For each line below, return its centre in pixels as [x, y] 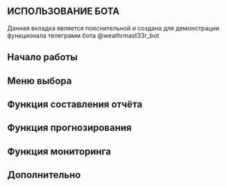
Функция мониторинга [59, 151]
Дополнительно [44, 175]
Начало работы [43, 57]
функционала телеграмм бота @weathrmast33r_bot [83, 35]
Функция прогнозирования [69, 128]
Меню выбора [40, 81]
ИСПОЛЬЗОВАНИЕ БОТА [63, 11]
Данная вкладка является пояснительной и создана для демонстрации [113, 28]
